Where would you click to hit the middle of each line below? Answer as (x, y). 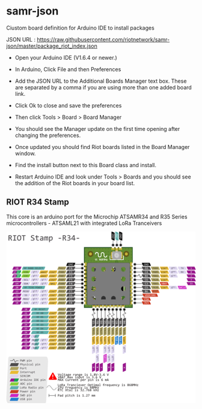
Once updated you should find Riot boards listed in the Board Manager (102, 147)
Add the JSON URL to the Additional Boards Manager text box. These (101, 81)
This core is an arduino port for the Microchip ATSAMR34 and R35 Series (97, 217)
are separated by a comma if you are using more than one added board (103, 87)
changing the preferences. (48, 135)
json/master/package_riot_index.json (52, 46)
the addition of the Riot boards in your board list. (75, 183)
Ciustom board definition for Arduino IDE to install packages (80, 28)
